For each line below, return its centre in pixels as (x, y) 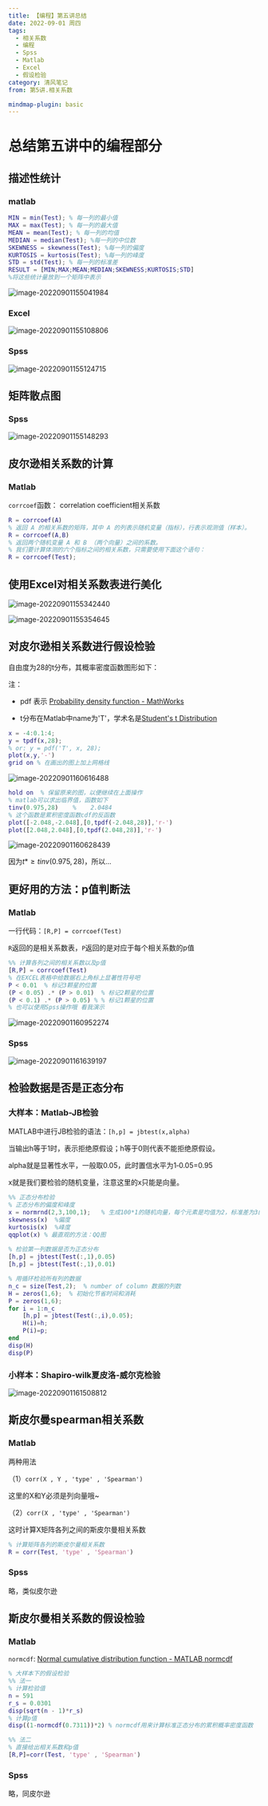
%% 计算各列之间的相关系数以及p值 (57, 963)
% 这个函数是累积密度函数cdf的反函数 (62, 815)
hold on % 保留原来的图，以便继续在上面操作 (76, 793)
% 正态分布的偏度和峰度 (42, 1205)
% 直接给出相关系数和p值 (43, 1748)
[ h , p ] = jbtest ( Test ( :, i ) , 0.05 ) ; (78, 1316)
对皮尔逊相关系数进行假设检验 (82, 646)
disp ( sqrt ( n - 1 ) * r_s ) (46, 1711)
